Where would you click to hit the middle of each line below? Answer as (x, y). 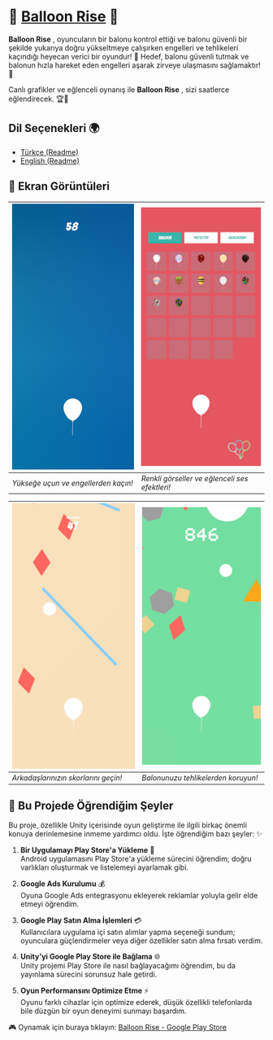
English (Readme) (50, 160)
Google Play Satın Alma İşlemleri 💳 (81, 920)
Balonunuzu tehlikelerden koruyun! (200, 778)
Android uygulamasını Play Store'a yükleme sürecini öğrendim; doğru (136, 859)
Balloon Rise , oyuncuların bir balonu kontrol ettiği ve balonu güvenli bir (128, 39)
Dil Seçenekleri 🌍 (54, 128)
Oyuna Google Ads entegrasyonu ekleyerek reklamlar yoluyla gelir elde (139, 896)
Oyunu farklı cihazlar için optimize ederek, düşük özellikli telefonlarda (136, 1003)
